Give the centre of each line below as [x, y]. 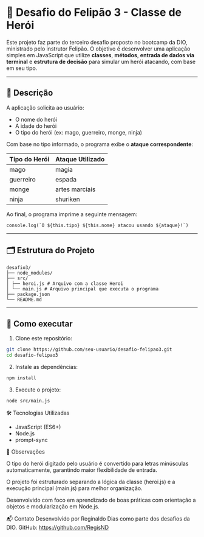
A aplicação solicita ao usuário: [45, 107]
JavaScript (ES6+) [38, 427]
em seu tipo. [22, 68]
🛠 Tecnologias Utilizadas [38, 413]
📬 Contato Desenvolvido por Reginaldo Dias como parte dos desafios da [98, 518]
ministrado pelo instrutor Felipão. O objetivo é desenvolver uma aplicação [98, 49]
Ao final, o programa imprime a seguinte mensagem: [72, 214]
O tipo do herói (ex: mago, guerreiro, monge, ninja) [79, 132]
